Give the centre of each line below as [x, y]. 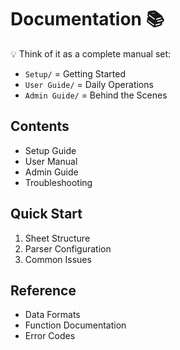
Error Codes [50, 336]
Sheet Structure [57, 238]
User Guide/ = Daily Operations [89, 84]
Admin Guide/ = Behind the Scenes [96, 95]
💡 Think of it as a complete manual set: [91, 53]
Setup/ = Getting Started [75, 73]
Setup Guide [50, 150]
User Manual [51, 161]
